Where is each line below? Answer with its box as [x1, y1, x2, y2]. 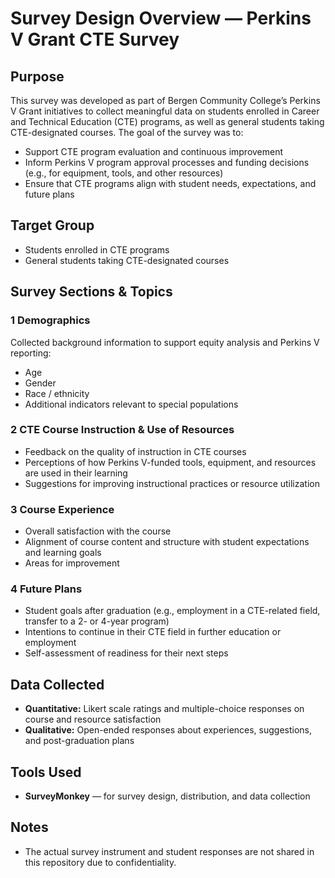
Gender [24, 377, 57, 389]
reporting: [10, 347, 52, 359]
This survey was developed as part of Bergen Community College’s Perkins [10, 95, 321, 106]
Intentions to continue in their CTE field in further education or [24, 626, 282, 638]
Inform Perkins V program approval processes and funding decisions [24, 157, 310, 168]
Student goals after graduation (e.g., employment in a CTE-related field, [24, 605, 321, 617]
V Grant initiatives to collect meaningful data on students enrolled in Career [10, 105, 320, 117]
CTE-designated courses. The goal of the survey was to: [10, 127, 244, 138]
